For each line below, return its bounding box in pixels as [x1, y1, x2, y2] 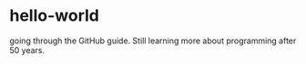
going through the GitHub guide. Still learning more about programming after [9, 35, 297, 46]
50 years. [9, 44, 46, 55]
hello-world [9, 5, 100, 26]
